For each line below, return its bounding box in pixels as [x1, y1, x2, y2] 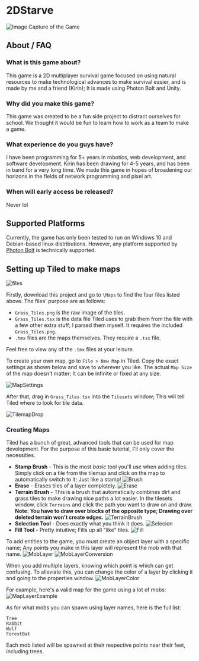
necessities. [6, 452, 36, 459]
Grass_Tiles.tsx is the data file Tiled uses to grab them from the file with [14, 316, 193, 323]
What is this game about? [6, 58, 81, 67]
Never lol [6, 201, 28, 208]
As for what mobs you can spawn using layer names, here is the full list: [6, 604, 182, 611]
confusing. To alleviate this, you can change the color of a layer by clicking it [6, 568, 193, 575]
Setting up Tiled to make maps [6, 264, 121, 274]
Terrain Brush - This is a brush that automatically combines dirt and [14, 489, 181, 496]
